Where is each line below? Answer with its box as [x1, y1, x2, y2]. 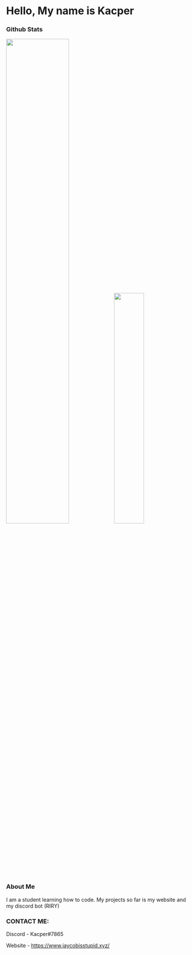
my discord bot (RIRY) [6, 902, 60, 909]
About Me [6, 882, 35, 891]
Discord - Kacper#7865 [6, 931, 64, 938]
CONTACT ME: [6, 917, 49, 925]
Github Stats [6, 25, 43, 34]
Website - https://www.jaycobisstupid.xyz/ [6, 942, 110, 949]
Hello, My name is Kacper [6, 4, 134, 18]
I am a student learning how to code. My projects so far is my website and [6, 896, 186, 903]
